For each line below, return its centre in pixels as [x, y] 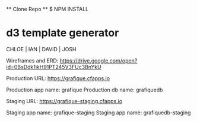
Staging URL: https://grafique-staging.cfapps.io [64, 101]
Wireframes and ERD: [32, 60]
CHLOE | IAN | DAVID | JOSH [41, 49]
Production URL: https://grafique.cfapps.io [58, 78]
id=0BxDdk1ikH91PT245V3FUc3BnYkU [54, 67]
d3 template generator [63, 33]
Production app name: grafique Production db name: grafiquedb [85, 90]
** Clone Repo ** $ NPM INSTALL [47, 9]
